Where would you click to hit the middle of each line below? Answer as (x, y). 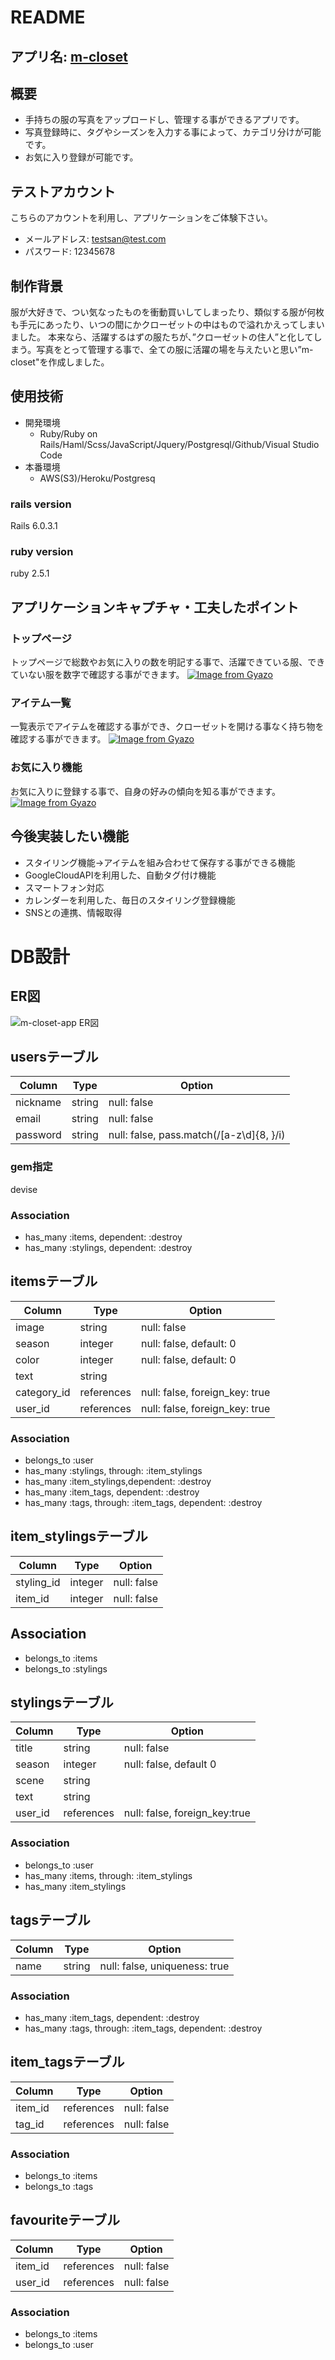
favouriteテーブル (65, 2220)
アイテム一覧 (41, 703)
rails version (41, 504)
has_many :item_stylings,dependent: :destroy (118, 1482)
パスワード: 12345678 (70, 252)
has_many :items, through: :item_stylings (108, 1875)
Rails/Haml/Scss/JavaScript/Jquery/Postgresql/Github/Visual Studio (179, 444)
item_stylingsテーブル (79, 1536)
